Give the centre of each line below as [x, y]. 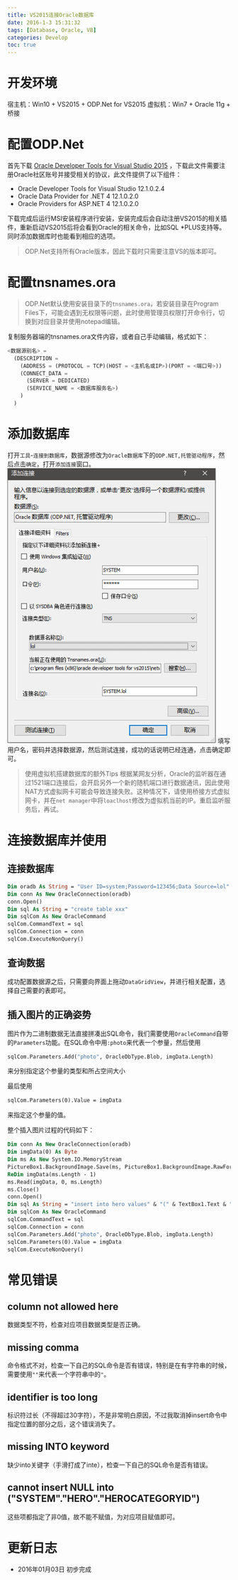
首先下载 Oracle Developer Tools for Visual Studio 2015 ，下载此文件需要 [113, 166]
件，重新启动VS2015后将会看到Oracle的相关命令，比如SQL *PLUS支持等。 [117, 227]
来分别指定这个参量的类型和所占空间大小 [66, 1071]
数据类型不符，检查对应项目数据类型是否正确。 [75, 1325]
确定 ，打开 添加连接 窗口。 [61, 464]
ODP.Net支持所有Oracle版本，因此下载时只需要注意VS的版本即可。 [123, 251]
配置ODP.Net [46, 145]
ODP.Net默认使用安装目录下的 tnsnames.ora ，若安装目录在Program [121, 303]
